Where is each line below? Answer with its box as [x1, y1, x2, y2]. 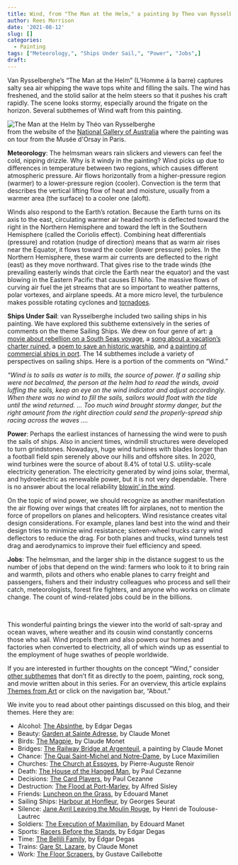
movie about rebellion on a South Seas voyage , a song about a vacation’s [7, 334, 221, 342]
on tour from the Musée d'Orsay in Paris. [7, 135, 126, 143]
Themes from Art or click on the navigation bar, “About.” [7, 686, 171, 695]
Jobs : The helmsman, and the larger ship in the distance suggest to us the [7, 554, 225, 564]
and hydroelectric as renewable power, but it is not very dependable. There [7, 474, 227, 483]
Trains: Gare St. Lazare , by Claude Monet [17, 842, 138, 851]
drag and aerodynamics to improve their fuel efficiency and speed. [7, 541, 202, 549]
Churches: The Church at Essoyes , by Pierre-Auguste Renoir [17, 759, 195, 768]
